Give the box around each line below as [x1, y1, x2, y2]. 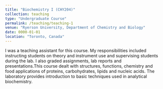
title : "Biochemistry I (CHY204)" [5, 7, 76, 12]
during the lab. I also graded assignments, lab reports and [5, 58, 122, 64]
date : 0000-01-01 [5, 30, 41, 35]
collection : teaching [5, 12, 49, 17]
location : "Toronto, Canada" [5, 35, 65, 39]
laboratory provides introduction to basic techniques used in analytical [5, 73, 147, 79]
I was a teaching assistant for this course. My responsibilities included [5, 47, 147, 53]
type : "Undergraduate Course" [5, 16, 67, 21]
